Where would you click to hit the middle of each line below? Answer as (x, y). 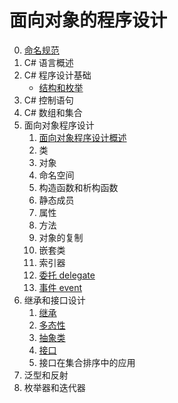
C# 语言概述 (48, 62)
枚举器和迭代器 (54, 387)
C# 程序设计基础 (57, 75)
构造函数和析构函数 (78, 187)
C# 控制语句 (48, 100)
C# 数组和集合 (53, 112)
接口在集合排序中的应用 (87, 362)
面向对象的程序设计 (88, 20)
